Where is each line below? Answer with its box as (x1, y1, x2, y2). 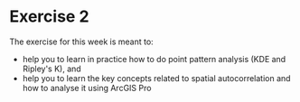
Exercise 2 (9, 6, 89, 27)
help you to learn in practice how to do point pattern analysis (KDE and (22, 53, 286, 64)
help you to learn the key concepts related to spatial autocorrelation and (22, 72, 291, 83)
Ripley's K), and (22, 63, 81, 74)
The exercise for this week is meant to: (9, 36, 154, 47)
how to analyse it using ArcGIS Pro (22, 82, 152, 93)
